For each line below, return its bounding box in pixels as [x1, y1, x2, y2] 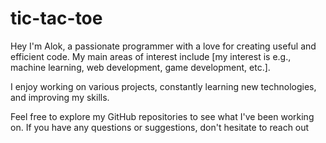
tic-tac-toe [10, 7, 103, 30]
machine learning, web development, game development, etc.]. [10, 61, 271, 73]
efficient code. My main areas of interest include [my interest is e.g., [10, 50, 292, 62]
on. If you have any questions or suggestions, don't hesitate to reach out [10, 121, 310, 133]
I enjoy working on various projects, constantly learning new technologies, [10, 80, 317, 92]
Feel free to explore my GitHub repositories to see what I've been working [10, 110, 315, 122]
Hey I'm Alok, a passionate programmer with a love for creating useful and [10, 40, 317, 52]
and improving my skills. [10, 91, 110, 103]
